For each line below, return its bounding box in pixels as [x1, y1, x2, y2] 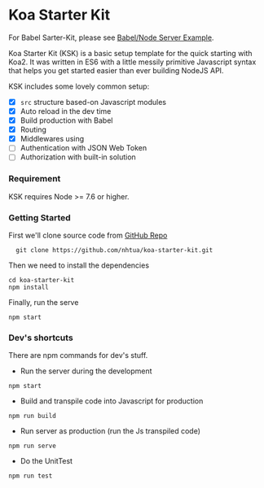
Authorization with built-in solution [20, 152, 136, 162]
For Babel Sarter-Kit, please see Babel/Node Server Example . [8, 33, 214, 42]
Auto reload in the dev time [20, 107, 112, 115]
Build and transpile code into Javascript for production [20, 396, 204, 406]
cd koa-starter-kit [8, 276, 75, 284]
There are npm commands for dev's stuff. [8, 351, 148, 360]
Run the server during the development [20, 366, 152, 376]
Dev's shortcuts [8, 332, 73, 343]
